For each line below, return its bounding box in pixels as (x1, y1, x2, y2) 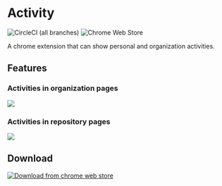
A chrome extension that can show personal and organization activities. (7, 42, 215, 50)
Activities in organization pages (7, 83, 118, 93)
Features (7, 62, 47, 75)
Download (7, 153, 53, 165)
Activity (7, 5, 55, 21)
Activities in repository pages (7, 116, 111, 126)
